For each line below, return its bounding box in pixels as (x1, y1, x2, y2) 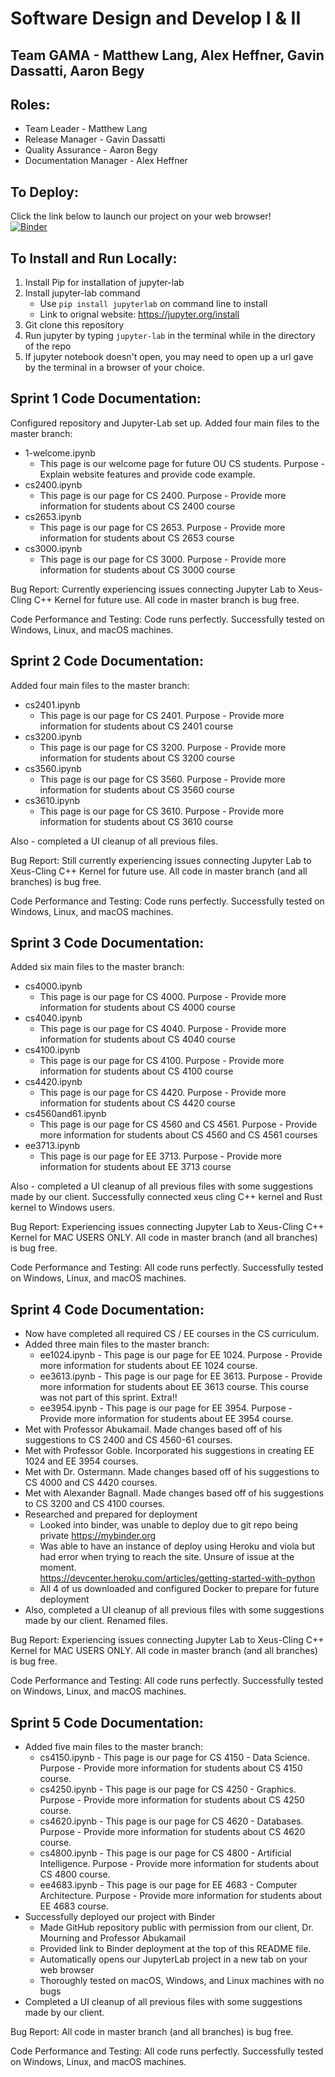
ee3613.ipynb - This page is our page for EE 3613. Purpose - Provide (39, 1370, 323, 1382)
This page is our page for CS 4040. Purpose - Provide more (39, 1023, 287, 1035)
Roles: (10, 96, 51, 113)
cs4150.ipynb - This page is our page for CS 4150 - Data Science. (39, 1752, 310, 1764)
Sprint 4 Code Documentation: (10, 1301, 205, 1318)
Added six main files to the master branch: (10, 961, 185, 973)
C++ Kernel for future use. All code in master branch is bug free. (33, 593, 300, 606)
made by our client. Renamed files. (24, 1615, 168, 1627)
